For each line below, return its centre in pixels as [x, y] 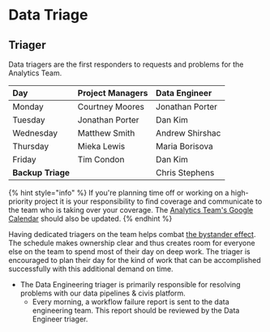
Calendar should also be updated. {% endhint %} [90, 218]
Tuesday [29, 120]
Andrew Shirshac [188, 133]
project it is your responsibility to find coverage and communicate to [148, 201]
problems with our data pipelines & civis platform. [103, 293]
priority [21, 201]
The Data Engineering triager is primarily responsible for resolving [130, 285]
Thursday [31, 146]
